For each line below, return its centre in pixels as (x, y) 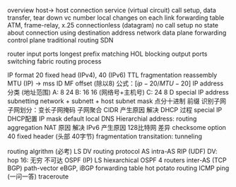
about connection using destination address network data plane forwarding (117, 32)
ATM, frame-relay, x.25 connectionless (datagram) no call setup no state (113, 25)
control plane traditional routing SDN (60, 40)
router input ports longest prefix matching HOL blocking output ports (107, 54)
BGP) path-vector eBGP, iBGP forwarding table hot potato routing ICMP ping (118, 168)
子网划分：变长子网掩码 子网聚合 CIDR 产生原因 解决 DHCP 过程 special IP (115, 110)
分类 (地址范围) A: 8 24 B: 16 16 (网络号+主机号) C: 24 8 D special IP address (118, 92)
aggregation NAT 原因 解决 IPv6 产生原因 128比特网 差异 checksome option (117, 127)
